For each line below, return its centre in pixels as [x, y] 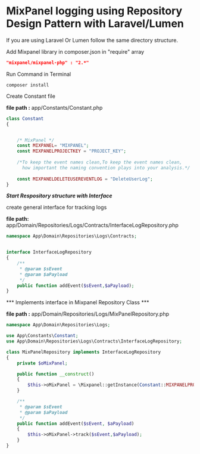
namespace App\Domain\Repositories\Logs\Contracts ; [71, 236]
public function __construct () [56, 374]
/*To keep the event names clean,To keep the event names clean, [100, 162]
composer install [28, 85]
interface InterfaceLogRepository [49, 252]
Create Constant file [31, 96]
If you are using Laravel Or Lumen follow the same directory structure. [92, 40]
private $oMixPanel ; [42, 363]
